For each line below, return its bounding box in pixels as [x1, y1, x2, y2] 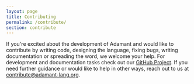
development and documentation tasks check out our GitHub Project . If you [6, 59, 188, 66]
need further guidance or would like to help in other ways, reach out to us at [6, 65, 189, 72]
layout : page [6, 8, 38, 14]
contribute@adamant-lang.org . [6, 71, 81, 78]
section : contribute [6, 24, 57, 31]
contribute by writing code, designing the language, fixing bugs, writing [6, 47, 178, 54]
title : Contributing [6, 14, 57, 20]
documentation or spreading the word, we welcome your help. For [6, 53, 165, 60]
